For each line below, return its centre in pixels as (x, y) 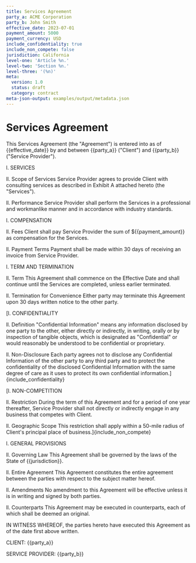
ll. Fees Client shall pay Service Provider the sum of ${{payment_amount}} (96, 231)
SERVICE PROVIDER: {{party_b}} (45, 554)
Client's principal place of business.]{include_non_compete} (78, 432)
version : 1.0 (27, 83)
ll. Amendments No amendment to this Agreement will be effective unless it (97, 490)
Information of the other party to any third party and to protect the (85, 361)
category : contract (35, 93)
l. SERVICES (20, 167)
